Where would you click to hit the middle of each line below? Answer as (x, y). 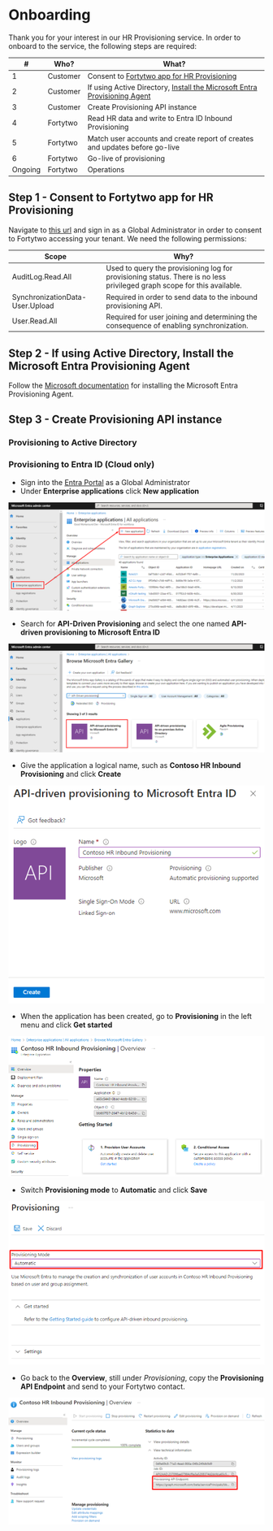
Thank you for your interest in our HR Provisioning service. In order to (125, 37)
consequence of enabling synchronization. (177, 325)
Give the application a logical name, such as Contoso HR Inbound (130, 765)
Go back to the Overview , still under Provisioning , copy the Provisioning (142, 1378)
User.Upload (33, 306)
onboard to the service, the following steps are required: (103, 46)
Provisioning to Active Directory (73, 443)
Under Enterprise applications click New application (110, 491)
